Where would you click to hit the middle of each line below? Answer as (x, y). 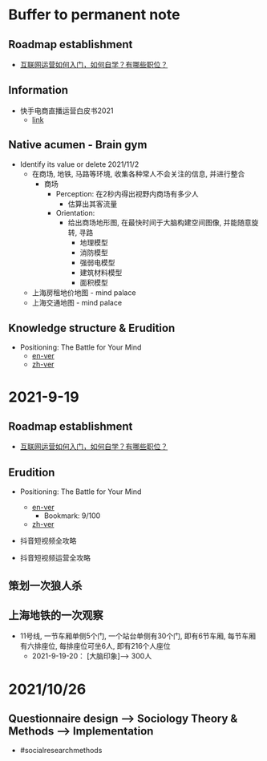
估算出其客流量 (93, 204)
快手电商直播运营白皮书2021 (67, 111)
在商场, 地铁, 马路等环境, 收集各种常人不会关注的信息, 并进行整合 (138, 173)
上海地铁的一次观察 (56, 615)
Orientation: (75, 213)
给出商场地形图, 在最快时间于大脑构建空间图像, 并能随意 (160, 222)
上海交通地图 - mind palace (77, 302)
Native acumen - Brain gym (78, 145)
